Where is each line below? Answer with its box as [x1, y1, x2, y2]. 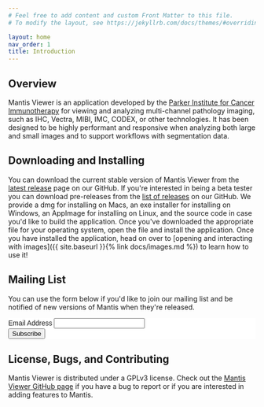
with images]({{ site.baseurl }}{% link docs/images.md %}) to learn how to [8, 242, 249, 251]
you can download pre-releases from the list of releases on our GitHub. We [8, 191, 251, 201]
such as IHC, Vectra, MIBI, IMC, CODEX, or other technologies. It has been [8, 114, 249, 124]
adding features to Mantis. [8, 390, 93, 400]
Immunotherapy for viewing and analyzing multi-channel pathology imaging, [8, 105, 255, 115]
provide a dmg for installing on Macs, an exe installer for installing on [8, 200, 231, 209]
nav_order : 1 [8, 40, 51, 48]
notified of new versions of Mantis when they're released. [8, 302, 195, 312]
